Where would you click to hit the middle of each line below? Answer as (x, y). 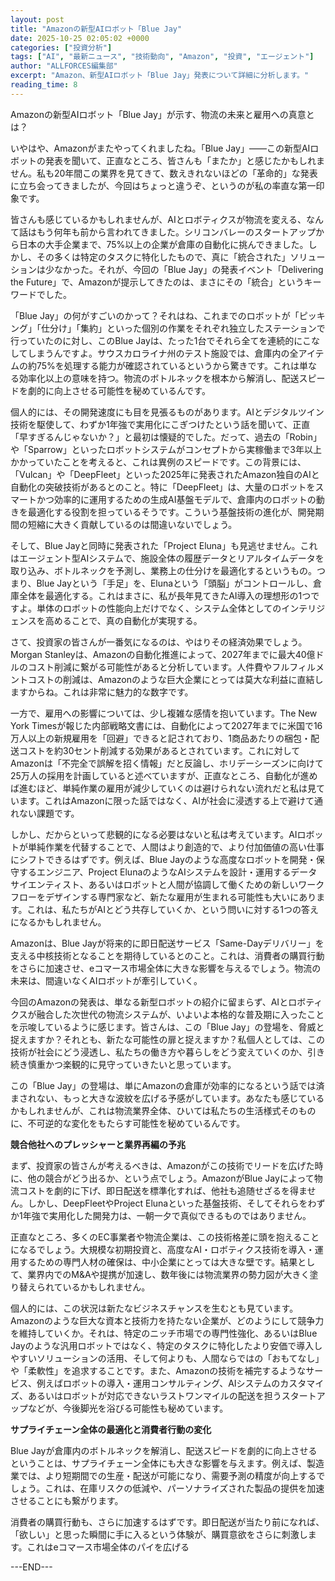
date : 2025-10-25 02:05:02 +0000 (80, 38)
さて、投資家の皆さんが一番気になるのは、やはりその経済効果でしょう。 (159, 642)
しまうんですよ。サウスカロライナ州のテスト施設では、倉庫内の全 (163, 353)
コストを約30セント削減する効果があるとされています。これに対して (159, 750)
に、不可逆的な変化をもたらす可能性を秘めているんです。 (128, 1123)
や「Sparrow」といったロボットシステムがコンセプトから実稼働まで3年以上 (166, 449)
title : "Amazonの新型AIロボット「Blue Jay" (96, 29)
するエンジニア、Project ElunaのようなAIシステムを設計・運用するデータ (168, 872)
